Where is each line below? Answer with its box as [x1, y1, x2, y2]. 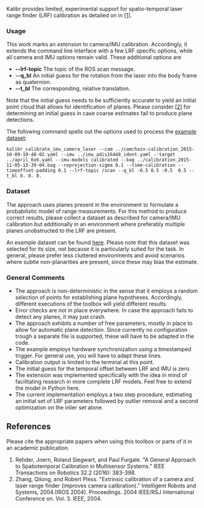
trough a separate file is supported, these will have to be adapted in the [15, 332, 194, 340]
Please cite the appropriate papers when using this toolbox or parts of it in [6, 437, 192, 445]
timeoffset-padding [6, 168, 56, 174]
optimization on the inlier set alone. [15, 404, 104, 411]
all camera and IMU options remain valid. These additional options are [6, 54, 181, 61]
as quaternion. [15, 79, 52, 86]
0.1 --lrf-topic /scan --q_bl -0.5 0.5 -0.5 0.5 [58, 168, 187, 174]
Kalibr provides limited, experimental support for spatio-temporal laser [6, 5, 183, 12]
